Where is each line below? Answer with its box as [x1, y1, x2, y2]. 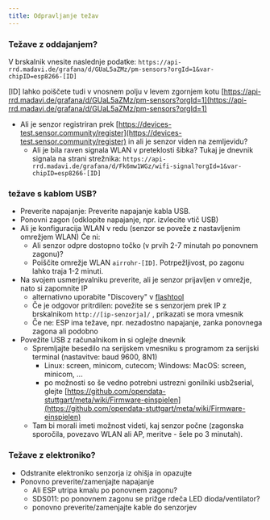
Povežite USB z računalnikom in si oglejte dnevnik [19, 335, 186, 345]
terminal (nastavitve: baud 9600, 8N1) [31, 352, 158, 362]
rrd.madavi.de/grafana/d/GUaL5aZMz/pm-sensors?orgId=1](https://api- [8, 94, 247, 105]
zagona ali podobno [31, 326, 98, 336]
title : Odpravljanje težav [8, 11, 99, 20]
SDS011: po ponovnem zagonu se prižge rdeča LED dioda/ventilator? [31, 493, 260, 503]
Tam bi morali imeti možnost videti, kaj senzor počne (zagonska [31, 421, 244, 430]
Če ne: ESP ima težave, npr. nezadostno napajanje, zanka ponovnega [31, 318, 263, 328]
